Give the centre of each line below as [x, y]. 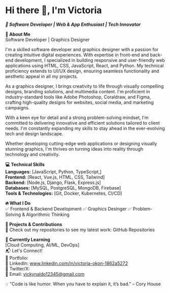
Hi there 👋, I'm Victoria [54, 10]
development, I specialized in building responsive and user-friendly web [90, 60]
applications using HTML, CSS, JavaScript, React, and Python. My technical [84, 65]
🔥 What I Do [18, 203]
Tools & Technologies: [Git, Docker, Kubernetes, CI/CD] [64, 193]
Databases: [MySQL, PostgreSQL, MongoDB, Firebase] [63, 188]
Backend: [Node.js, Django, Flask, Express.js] [53, 182]
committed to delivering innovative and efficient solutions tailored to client [82, 123]
